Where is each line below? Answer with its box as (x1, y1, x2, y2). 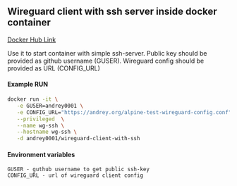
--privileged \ (16, 116, 65, 123)
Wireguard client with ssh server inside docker (7, 6, 217, 18)
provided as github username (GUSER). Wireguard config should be (7, 56, 205, 65)
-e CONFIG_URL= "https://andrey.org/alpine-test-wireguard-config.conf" (16, 108, 232, 116)
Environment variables (7, 150, 75, 159)
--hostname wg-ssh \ (16, 128, 78, 136)
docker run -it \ (7, 96, 59, 103)
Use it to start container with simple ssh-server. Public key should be (7, 49, 207, 57)
